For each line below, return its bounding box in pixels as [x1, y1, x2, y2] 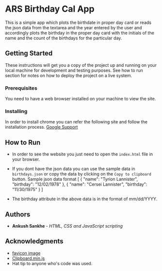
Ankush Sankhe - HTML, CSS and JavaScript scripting [12, 223, 123, 229]
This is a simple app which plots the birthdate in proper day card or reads [5, 19, 152, 25]
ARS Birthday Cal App [5, 3, 95, 15]
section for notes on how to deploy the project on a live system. [5, 72, 132, 78]
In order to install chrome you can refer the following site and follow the [5, 119, 148, 125]
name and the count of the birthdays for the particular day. [5, 35, 122, 41]
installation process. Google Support [5, 124, 78, 130]
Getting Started [5, 49, 53, 58]
